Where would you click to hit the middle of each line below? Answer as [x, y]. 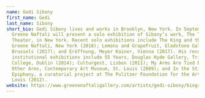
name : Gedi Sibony [30, 12]
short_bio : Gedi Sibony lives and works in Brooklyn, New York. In [94, 29]
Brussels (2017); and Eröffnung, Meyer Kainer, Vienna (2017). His [99, 52]
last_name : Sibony [30, 23]
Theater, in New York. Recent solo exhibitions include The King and [102, 40]
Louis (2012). [30, 80]
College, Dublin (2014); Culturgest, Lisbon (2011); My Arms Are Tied [103, 63]
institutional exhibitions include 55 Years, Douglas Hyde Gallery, [101, 57]
